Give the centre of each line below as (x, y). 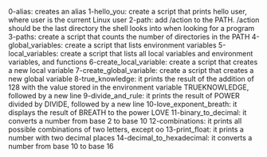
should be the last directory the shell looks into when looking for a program (132, 28)
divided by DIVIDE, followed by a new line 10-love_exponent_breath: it (123, 104)
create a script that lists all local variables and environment (157, 54)
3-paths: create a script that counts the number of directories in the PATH (129, 36)
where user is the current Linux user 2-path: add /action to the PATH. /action (134, 20)
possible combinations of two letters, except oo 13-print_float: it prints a (126, 129)
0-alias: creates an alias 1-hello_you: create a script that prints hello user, (128, 11)
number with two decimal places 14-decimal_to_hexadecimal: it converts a (130, 138)
